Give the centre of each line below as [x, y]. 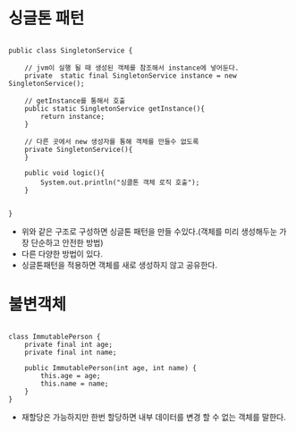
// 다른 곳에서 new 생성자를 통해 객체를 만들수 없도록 [112, 141]
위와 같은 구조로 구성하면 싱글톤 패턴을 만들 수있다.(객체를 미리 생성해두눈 [149, 231]
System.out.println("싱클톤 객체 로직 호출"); [120, 182]
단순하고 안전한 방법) [67, 242]
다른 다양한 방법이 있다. [62, 254]
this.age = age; [71, 376]
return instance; [72, 116]
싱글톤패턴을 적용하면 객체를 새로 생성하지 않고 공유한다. [119, 265]
